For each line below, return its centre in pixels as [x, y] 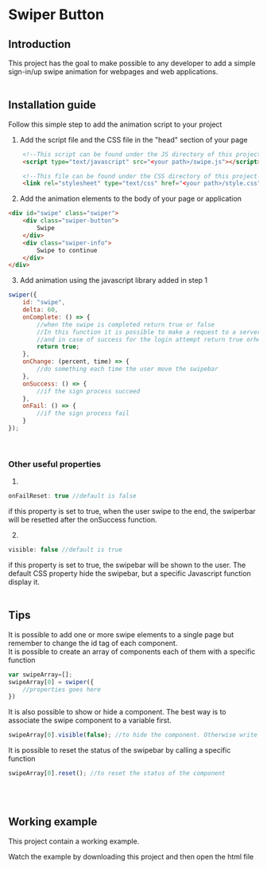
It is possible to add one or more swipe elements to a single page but [121, 634]
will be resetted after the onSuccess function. [83, 520]
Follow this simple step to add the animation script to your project [115, 124]
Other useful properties [55, 464]
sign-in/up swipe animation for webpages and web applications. [113, 72]
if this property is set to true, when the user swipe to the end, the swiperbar [132, 511]
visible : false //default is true [66, 550]
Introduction [40, 44]
